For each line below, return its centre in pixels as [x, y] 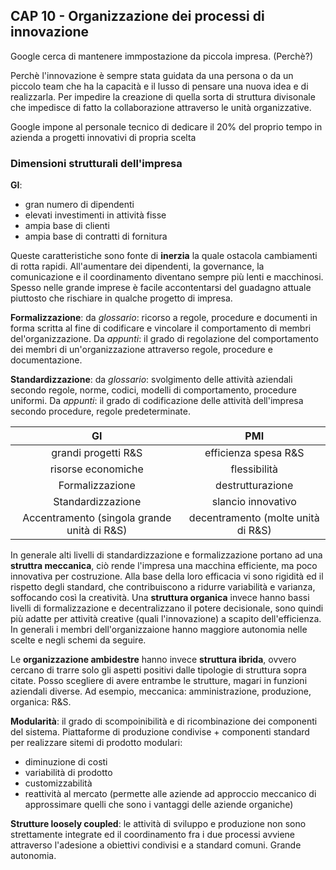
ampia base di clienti [67, 226]
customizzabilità [58, 783]
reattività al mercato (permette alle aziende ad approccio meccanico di [170, 794]
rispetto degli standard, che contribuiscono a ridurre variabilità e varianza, [163, 587]
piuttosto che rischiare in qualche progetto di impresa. [121, 298]
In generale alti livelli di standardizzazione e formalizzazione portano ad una [166, 555]
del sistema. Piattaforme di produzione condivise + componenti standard [160, 732]
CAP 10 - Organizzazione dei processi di [137, 16]
